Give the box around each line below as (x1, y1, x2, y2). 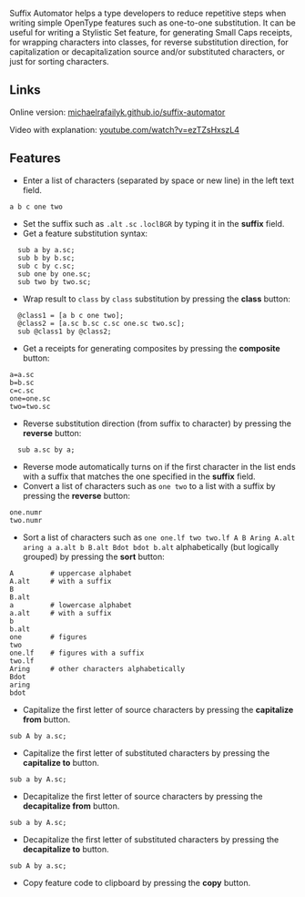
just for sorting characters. (9, 56, 109, 66)
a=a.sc (9, 370, 35, 379)
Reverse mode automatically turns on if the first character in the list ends (22, 461, 296, 472)
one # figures (9, 632, 88, 641)
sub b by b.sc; (17, 253, 76, 262)
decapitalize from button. (22, 800, 120, 811)
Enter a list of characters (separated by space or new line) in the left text (22, 175, 294, 186)
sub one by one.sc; (17, 269, 92, 279)
